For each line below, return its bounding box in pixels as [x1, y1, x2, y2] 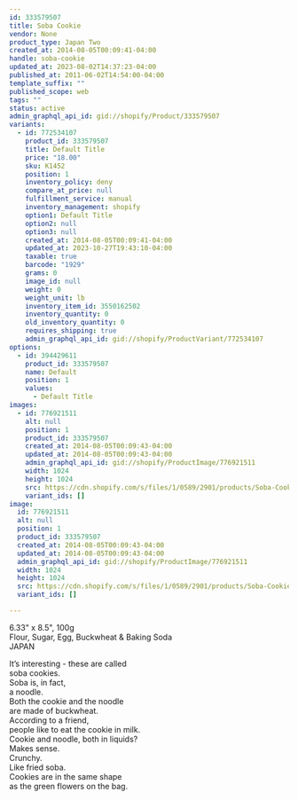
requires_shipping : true [25, 326, 117, 335]
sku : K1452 [25, 161, 66, 170]
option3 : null [25, 227, 77, 236]
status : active [9, 104, 66, 113]
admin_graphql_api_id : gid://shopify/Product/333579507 [9, 112, 220, 121]
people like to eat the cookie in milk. [9, 724, 141, 734]
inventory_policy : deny [25, 178, 114, 187]
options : [9, 342, 42, 351]
